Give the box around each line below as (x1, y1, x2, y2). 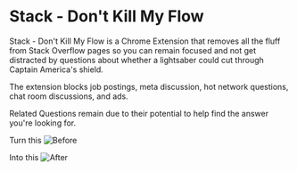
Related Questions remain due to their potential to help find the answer (9, 108, 269, 118)
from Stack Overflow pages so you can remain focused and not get (9, 45, 257, 55)
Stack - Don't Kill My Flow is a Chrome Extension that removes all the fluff (9, 36, 281, 46)
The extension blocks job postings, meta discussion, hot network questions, (9, 81, 289, 92)
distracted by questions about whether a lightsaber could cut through (9, 54, 265, 65)
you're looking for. (9, 118, 77, 128)
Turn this (9, 134, 42, 145)
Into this (9, 151, 39, 162)
